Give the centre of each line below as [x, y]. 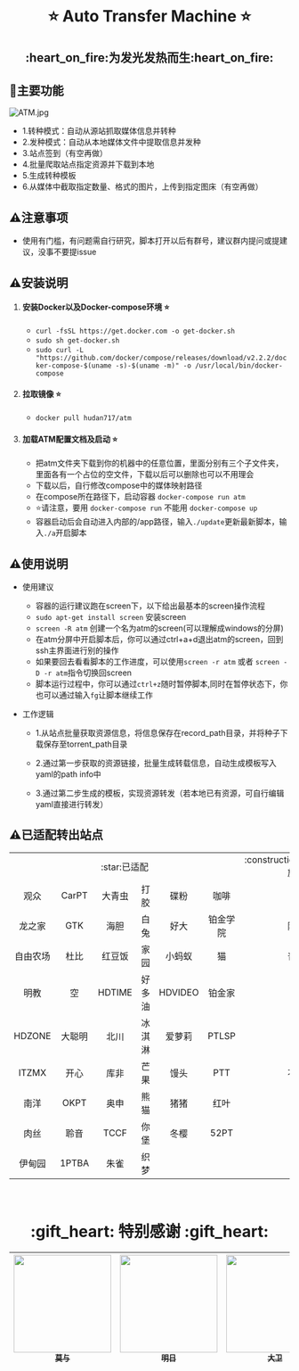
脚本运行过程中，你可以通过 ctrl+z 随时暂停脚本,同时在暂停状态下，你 [162, 684]
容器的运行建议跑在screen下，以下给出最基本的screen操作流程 [150, 606]
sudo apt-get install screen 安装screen [111, 617]
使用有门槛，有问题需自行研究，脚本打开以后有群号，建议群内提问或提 [151, 241]
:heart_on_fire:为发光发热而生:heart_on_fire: [149, 58]
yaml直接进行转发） [72, 805]
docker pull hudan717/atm [83, 418]
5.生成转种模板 [49, 176]
